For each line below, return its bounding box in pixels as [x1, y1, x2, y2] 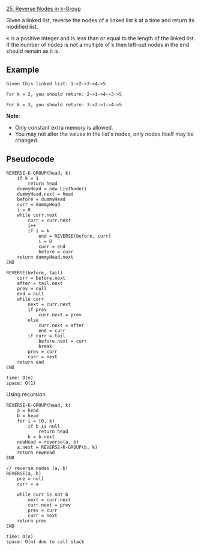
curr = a [17, 481, 39, 487]
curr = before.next [17, 275, 66, 281]
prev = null [17, 285, 47, 292]
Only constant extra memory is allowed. [14, 124, 113, 131]
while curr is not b [17, 492, 68, 498]
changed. [14, 136, 39, 143]
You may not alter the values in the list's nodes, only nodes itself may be [14, 130, 194, 137]
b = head [17, 412, 39, 419]
